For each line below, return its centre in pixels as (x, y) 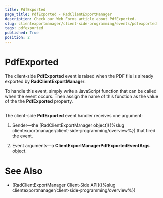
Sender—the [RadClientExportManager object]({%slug (68, 125)
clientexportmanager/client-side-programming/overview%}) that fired (84, 131)
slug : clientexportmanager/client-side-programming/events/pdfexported (81, 24)
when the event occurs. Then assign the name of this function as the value (81, 96)
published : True (22, 33)
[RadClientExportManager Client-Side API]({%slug (64, 185)
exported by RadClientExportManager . (45, 81)
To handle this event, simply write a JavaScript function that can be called (81, 91)
